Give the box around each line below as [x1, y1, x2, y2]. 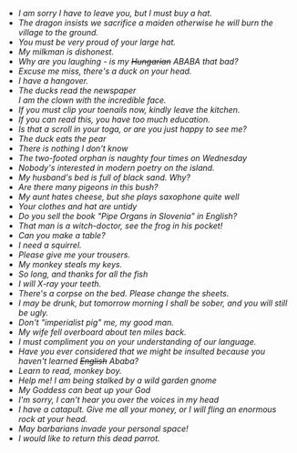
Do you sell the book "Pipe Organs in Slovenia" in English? [17, 211, 238, 221]
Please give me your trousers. [17, 249, 130, 260]
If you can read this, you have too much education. [17, 114, 211, 125]
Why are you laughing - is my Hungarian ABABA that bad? [17, 56, 239, 66]
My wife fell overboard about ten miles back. [17, 327, 187, 337]
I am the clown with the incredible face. [17, 95, 167, 106]
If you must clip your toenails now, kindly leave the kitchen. [17, 105, 241, 115]
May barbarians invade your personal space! [17, 423, 189, 434]
